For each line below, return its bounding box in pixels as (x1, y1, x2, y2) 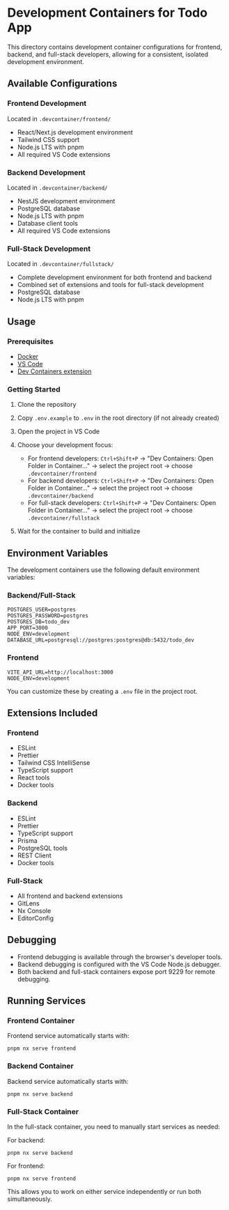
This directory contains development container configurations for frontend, (7, 42, 223, 51)
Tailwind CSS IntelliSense (17, 759, 90, 767)
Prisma (17, 836, 38, 844)
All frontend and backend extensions (17, 892, 123, 900)
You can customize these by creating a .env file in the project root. (7, 687, 198, 695)
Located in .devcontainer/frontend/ (7, 114, 111, 123)
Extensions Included (7, 707, 98, 719)
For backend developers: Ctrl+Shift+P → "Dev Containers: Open (27, 476, 214, 485)
